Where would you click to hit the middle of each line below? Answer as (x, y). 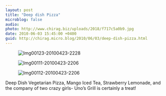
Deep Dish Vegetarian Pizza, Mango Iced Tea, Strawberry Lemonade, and (83, 83)
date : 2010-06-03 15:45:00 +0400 (41, 34)
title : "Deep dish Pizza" (33, 15)
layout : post (19, 10)
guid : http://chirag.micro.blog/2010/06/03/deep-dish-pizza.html (76, 39)
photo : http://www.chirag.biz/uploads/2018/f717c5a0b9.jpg (70, 29)
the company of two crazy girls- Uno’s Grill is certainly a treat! (71, 88)
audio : (12, 24)
